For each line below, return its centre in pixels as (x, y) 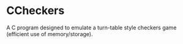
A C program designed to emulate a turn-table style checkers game (91, 28)
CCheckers (35, 11)
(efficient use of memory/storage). (50, 34)
